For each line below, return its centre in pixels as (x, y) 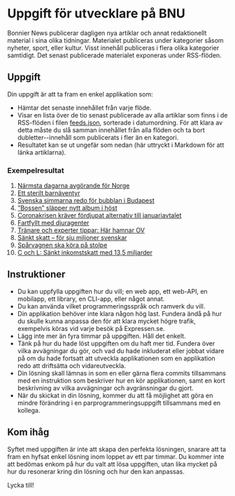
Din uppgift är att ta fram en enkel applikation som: (80, 94)
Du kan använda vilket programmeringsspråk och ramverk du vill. (111, 306)
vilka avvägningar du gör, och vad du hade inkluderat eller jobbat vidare (121, 350)
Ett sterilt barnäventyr (49, 193)
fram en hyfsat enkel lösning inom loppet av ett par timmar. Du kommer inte (116, 456)
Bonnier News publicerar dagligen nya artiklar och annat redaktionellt (107, 33)
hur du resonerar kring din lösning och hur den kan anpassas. (96, 472)
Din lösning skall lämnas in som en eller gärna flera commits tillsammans (121, 373)
